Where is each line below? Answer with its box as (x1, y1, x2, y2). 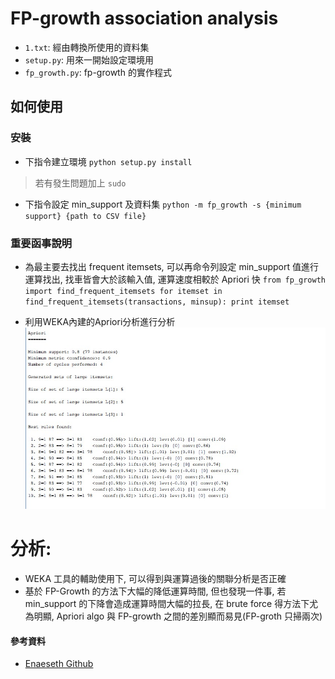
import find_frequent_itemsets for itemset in (24, 286, 223, 296)
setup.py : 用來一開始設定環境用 (24, 53, 155, 66)
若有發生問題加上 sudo (34, 177, 127, 189)
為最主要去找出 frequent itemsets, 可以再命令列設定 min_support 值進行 (24, 260, 319, 272)
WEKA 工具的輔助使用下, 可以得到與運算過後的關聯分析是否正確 (24, 572, 287, 584)
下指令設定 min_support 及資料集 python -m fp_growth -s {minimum (24, 198, 302, 210)
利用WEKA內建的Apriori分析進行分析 (24, 315, 176, 327)
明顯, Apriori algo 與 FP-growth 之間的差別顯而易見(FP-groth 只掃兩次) (33, 610, 323, 622)
